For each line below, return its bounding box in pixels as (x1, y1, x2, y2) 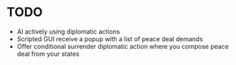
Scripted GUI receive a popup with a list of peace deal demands (16, 34, 203, 43)
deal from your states (16, 50, 80, 58)
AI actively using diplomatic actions (16, 27, 121, 36)
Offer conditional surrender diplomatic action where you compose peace (16, 42, 229, 50)
